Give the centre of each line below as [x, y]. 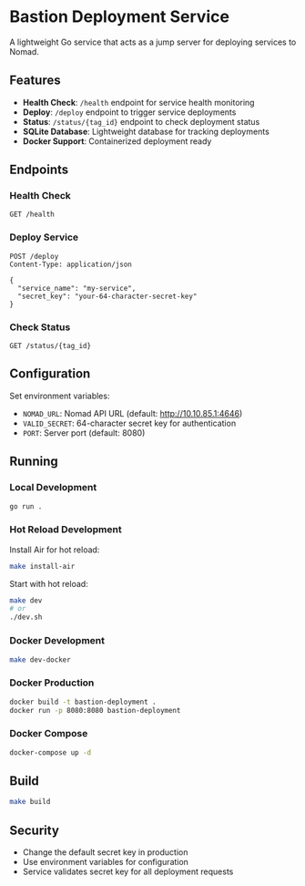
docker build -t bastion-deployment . [83, 702]
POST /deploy [34, 256]
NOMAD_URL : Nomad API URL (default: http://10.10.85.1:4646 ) [132, 413]
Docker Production [52, 683]
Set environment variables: [60, 396]
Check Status [40, 327]
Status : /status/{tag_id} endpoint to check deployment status [141, 121]
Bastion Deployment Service [120, 17]
